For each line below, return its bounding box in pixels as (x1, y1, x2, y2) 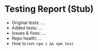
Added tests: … (11, 25, 42, 30)
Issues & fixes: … (11, 30, 46, 36)
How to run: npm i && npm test (11, 40, 74, 46)
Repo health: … (11, 35, 42, 41)
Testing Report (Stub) (4, 3, 94, 15)
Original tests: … (11, 20, 45, 25)
